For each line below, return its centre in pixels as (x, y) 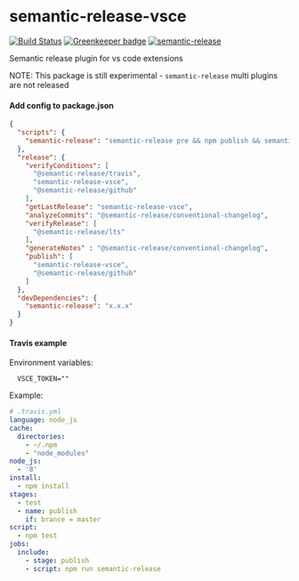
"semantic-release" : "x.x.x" (79, 306)
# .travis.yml (36, 412)
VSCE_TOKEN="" (43, 379)
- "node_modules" (57, 453)
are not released (39, 85)
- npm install (43, 487)
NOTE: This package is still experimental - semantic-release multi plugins (144, 75)
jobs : (19, 545)
